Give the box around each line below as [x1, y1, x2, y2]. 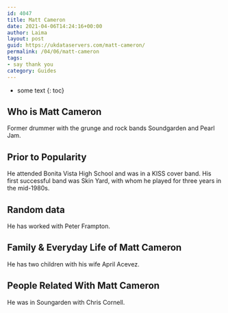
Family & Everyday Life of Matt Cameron [7, 242, 182, 253]
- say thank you [7, 61, 53, 68]
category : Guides [7, 67, 57, 74]
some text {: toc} [16, 86, 65, 95]
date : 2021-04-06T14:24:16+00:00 [7, 23, 103, 29]
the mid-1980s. [7, 184, 50, 192]
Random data [7, 203, 65, 216]
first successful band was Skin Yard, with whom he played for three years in [7, 177, 222, 185]
